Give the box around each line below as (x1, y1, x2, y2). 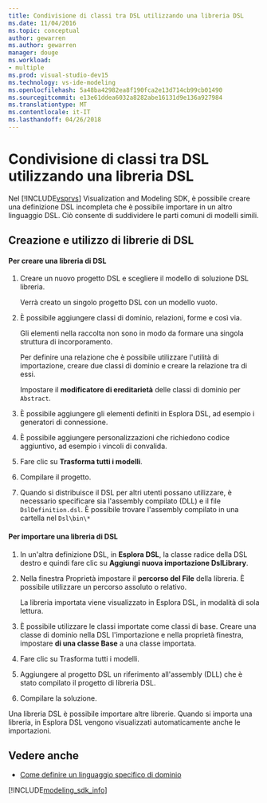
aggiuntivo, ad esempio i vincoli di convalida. (19, 441, 167, 451)
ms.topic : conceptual (8, 26, 80, 34)
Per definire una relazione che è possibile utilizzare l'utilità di (19, 352, 219, 362)
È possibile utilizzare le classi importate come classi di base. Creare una (19, 621, 257, 631)
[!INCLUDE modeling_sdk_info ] (8, 785, 108, 795)
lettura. (19, 606, 44, 615)
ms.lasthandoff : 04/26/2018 (8, 116, 102, 124)
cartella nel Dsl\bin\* (19, 513, 91, 523)
